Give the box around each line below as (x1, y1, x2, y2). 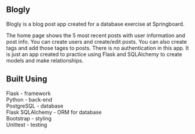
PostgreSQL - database (6, 102, 63, 109)
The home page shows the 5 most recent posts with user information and (6, 32, 186, 39)
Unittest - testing (6, 121, 47, 128)
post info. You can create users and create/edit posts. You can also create (6, 38, 187, 45)
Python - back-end (6, 96, 52, 103)
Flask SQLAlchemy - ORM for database (6, 109, 102, 116)
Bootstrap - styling (6, 115, 52, 122)
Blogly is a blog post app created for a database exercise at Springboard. (6, 20, 185, 27)
